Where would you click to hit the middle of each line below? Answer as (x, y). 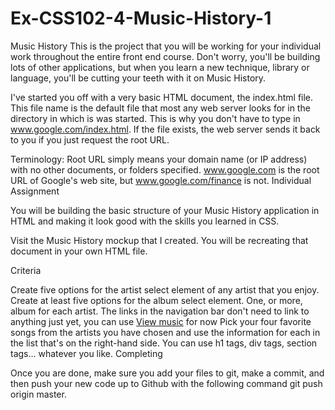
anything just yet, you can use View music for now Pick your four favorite (161, 321)
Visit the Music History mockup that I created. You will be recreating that (159, 240)
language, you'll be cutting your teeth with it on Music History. (138, 78)
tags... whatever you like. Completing (86, 353)
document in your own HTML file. (79, 251)
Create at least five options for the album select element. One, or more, (156, 300)
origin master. (38, 394)
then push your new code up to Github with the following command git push (166, 383)
